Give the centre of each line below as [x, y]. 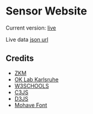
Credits [20, 59]
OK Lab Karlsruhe [36, 79]
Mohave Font [31, 105]
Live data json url [27, 39]
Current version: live [31, 28]
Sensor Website [46, 11]
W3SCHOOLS [32, 86]
